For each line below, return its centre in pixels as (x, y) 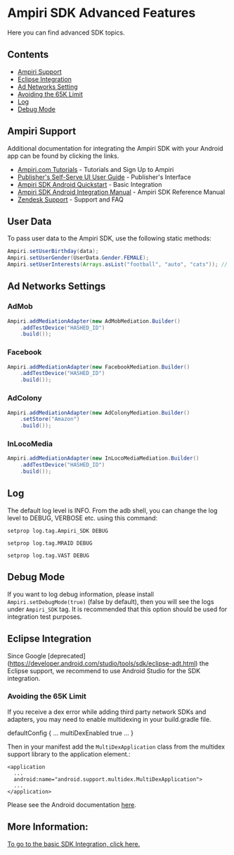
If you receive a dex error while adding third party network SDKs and (107, 712)
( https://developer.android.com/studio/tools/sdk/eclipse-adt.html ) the (108, 663)
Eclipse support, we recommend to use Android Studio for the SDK (104, 670)
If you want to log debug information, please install (81, 594)
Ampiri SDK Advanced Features (102, 13)
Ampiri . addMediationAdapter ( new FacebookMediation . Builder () (99, 367)
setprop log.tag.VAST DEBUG (48, 555)
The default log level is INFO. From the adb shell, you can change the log (112, 510)
